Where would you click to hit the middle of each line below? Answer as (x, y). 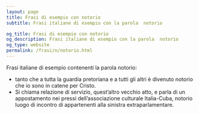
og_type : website (28, 45)
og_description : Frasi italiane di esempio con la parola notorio (93, 40)
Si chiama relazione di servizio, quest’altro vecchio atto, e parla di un (100, 92)
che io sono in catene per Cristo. (55, 85)
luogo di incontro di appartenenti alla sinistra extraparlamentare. (94, 104)
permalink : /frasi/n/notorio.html (50, 51)
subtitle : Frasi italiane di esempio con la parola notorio (84, 23)
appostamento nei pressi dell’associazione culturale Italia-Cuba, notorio (104, 98)
